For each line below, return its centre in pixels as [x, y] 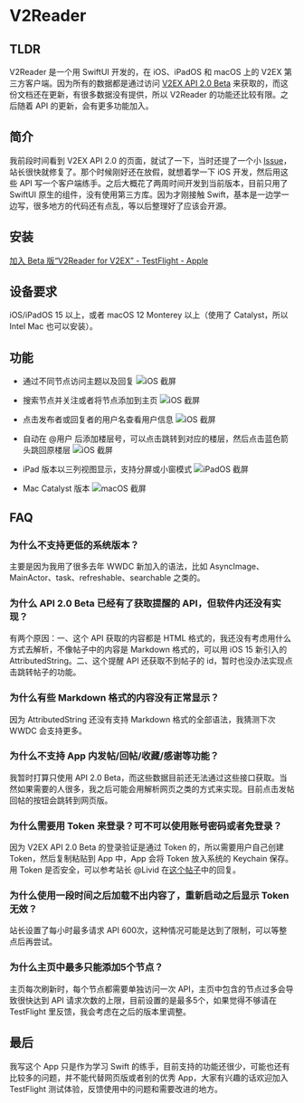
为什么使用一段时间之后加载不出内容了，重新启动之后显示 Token [149, 896]
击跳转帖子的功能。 [45, 672]
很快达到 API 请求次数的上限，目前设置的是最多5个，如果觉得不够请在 [147, 1000]
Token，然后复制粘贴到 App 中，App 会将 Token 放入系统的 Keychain [138, 859]
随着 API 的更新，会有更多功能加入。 [85, 106]
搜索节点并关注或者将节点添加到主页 [90, 401]
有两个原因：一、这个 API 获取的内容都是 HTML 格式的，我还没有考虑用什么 [151, 638]
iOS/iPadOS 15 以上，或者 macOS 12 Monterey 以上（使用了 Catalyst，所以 [149, 315]
